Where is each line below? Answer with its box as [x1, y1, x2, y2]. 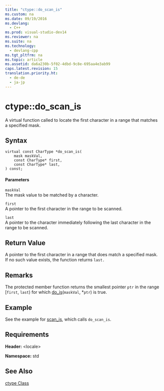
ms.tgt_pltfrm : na [5, 52, 43, 58]
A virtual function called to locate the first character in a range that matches [5, 117, 158, 123]
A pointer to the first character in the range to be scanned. [5, 206, 123, 212]
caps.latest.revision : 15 [5, 66, 58, 71]
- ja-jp [9, 80, 25, 85]
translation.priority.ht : [5, 71, 58, 76]
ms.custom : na [5, 12, 34, 17]
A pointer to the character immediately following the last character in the [5, 219, 151, 225]
